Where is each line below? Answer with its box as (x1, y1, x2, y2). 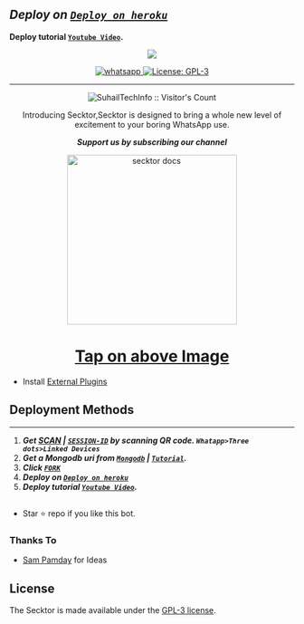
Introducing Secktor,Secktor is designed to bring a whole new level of (22, 109, 282, 120)
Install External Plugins (22, 376, 108, 387)
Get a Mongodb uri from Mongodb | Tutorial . (22, 452, 187, 463)
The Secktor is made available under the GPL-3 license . (9, 605, 217, 616)
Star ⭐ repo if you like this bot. (22, 507, 136, 519)
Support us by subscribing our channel (76, 136, 228, 148)
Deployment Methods (9, 402, 134, 418)
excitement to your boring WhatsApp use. (74, 119, 230, 130)
